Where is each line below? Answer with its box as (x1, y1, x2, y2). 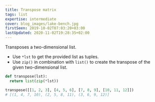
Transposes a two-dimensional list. (5, 44, 77, 50)
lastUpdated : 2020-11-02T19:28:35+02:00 (5, 30, 90, 35)
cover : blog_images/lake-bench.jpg (5, 21, 79, 26)
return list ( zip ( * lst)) (9, 78, 58, 84)
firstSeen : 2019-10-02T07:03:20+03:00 (5, 26, 85, 31)
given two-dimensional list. (12, 64, 68, 70)
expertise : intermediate (5, 16, 56, 21)
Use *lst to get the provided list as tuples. (12, 54, 99, 60)
